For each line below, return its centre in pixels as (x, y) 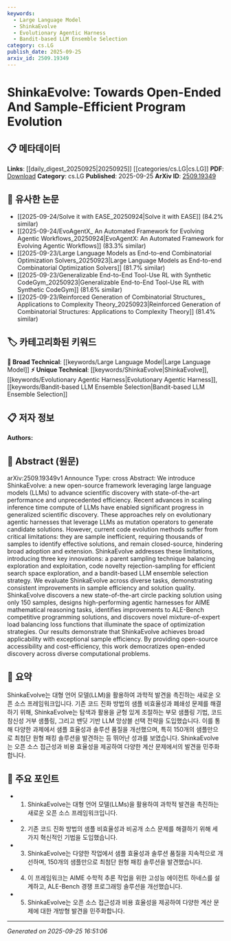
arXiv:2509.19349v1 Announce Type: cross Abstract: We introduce (101, 478)
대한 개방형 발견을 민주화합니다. (82, 911)
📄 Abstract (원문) (43, 461)
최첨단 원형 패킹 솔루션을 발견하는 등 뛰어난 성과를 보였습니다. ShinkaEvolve (117, 738)
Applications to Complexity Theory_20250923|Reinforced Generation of (119, 304)
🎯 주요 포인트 (33, 779)
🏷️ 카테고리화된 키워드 (52, 342)
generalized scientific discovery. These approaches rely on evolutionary (109, 515)
